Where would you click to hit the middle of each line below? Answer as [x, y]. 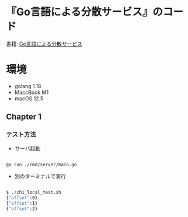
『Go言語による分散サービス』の [85, 12]
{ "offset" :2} [22, 209]
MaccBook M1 [32, 92]
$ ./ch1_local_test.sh [34, 192]
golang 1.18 [28, 86]
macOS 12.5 [29, 98]
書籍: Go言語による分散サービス [44, 44]
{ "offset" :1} [22, 204]
